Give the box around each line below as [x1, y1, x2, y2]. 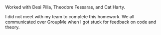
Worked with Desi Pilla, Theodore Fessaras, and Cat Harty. [5, 4, 126, 10]
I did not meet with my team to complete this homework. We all [5, 14, 135, 19]
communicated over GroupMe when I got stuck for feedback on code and [5, 19, 157, 25]
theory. [5, 24, 20, 30]
